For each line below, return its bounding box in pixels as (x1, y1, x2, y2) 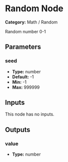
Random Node (5, 3, 64, 14)
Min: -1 (12, 79, 27, 85)
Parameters (5, 43, 41, 51)
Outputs (5, 125, 31, 134)
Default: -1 (12, 74, 34, 80)
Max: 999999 (12, 84, 40, 90)
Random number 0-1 (5, 28, 46, 34)
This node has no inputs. (5, 111, 54, 117)
